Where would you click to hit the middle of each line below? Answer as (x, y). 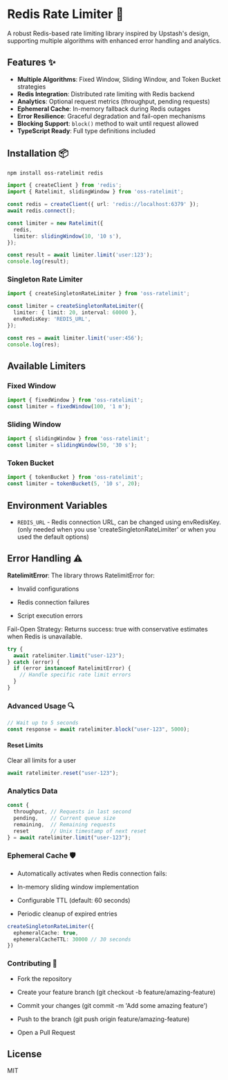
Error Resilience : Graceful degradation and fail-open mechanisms (111, 116)
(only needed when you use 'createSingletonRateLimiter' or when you (116, 529)
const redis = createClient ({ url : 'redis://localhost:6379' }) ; (103, 204)
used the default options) (53, 537)
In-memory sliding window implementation (78, 887)
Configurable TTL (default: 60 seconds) (74, 900)
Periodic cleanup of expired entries (67, 914)
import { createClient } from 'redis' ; (65, 185)
